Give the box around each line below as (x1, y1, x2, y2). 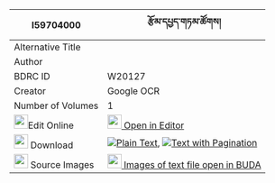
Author (14, 56, 43, 68)
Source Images (30, 159, 95, 170)
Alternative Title (14, 41, 81, 53)
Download (30, 139, 74, 151)
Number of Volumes (14, 99, 99, 112)
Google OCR (106, 85, 160, 97)
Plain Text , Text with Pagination (115, 136, 258, 149)
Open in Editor (124, 119, 185, 132)
